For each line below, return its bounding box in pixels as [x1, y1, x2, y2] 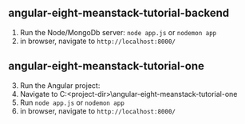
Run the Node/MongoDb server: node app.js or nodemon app [19, 27, 217, 37]
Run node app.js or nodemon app [19, 98, 125, 107]
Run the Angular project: [19, 80, 101, 90]
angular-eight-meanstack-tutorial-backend [8, 6, 230, 20]
